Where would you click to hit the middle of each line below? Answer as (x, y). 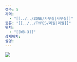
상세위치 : (13, 37)
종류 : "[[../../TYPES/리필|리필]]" (38, 23)
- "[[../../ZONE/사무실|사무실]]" (41, 18)
